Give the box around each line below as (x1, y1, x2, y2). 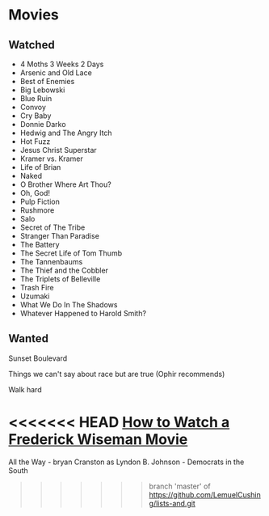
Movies (8, 6, 59, 24)
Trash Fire (19, 283, 54, 292)
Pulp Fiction (19, 197, 61, 206)
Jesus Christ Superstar (19, 146, 97, 154)
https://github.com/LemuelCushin (149, 489, 261, 499)
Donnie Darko (19, 120, 66, 129)
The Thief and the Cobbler (19, 265, 109, 275)
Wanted (8, 332, 49, 345)
